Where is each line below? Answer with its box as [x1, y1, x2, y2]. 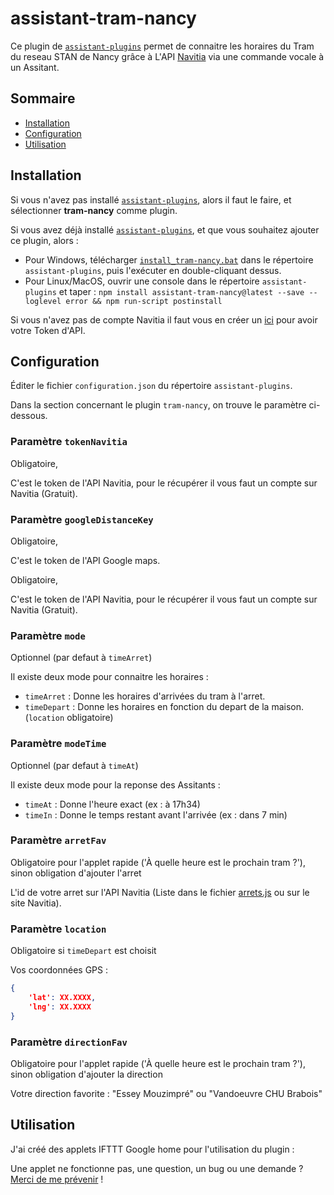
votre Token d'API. [10, 324, 86, 336]
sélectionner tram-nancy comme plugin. [10, 204, 178, 216]
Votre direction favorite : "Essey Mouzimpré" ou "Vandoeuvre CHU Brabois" [10, 1087, 323, 1099]
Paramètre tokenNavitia [10, 435, 128, 449]
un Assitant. [10, 61, 60, 73]
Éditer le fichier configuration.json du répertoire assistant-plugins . [10, 380, 293, 392]
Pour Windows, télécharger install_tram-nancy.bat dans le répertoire [24, 253, 314, 266]
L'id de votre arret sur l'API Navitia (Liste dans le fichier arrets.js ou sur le [10, 886, 310, 898]
